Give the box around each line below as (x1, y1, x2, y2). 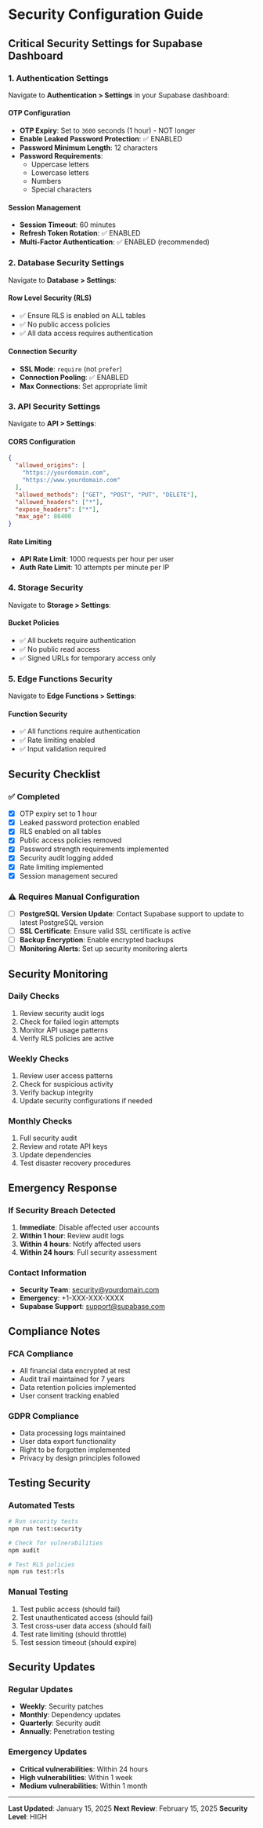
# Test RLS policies (8, 1560, 76, 1568)
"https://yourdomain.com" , (22, 469, 110, 477)
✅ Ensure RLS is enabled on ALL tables (19, 310, 146, 320)
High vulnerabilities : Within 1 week (19, 1772, 133, 1782)
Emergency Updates (8, 1746, 88, 1757)
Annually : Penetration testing (19, 1727, 115, 1736)
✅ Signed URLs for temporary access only (19, 653, 157, 663)
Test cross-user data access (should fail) (19, 1621, 153, 1630)
